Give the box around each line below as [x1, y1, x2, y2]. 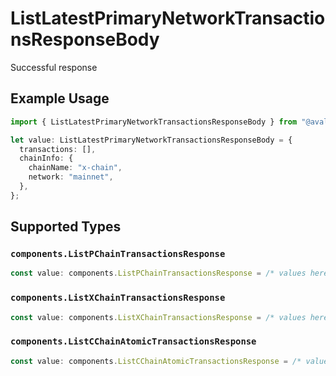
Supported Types [10, 218, 122, 236]
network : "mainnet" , [28, 172, 114, 182]
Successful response [10, 61, 98, 73]
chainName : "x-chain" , [28, 163, 123, 173]
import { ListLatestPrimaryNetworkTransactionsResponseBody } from [10, 117, 298, 127]
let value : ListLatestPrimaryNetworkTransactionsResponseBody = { [10, 135, 293, 145]
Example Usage [10, 90, 110, 107]
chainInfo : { [19, 153, 74, 164]
